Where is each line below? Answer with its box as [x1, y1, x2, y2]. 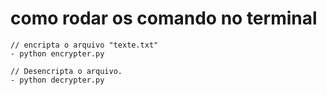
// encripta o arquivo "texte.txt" [10, 40, 159, 50]
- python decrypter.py [10, 75, 105, 85]
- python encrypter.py [10, 48, 105, 59]
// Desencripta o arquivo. [10, 66, 123, 76]
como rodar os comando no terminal [10, 7, 318, 30]
